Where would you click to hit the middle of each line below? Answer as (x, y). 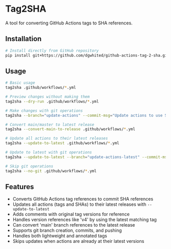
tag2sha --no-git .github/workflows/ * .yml (51, 171)
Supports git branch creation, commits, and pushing (67, 230)
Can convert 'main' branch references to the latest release (74, 225)
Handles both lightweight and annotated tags (60, 236)
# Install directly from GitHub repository (52, 51)
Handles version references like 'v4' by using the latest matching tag (84, 220)
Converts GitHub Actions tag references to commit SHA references (83, 199)
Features (20, 187)
